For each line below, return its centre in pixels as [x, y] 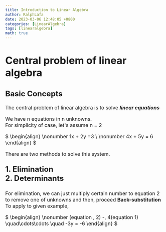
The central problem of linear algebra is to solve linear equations [82, 108]
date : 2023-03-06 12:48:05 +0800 [40, 19]
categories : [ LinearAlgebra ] [36, 24]
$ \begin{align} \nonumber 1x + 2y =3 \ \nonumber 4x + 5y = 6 [79, 137]
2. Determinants [35, 178]
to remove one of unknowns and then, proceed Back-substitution [83, 200]
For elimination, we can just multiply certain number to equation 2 [82, 193]
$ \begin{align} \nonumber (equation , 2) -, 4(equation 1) [72, 217]
